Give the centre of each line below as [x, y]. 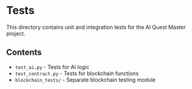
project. [16, 33]
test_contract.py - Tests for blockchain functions [77, 73]
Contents [24, 53]
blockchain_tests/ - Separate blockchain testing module [85, 79]
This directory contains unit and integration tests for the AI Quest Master [96, 27]
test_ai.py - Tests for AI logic [52, 67]
